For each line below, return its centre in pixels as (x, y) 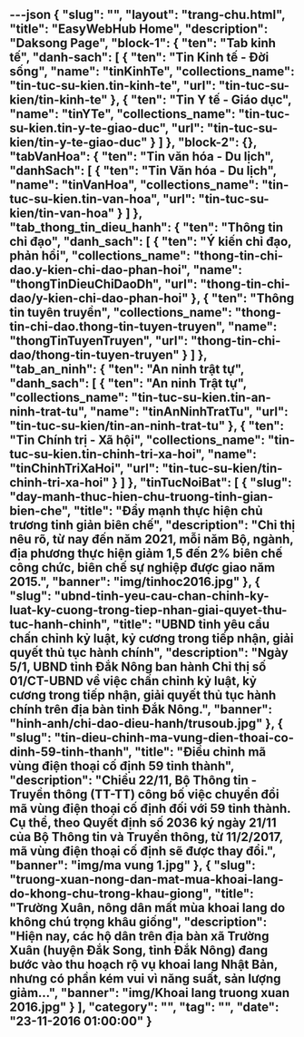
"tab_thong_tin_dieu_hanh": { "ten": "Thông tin (147, 227)
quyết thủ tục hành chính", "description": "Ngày (149, 653)
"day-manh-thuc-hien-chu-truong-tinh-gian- (142, 497)
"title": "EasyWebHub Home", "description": (139, 29)
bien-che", (40, 511)
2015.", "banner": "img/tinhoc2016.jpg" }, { (135, 582)
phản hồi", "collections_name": (100, 256)
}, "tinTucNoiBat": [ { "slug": (210, 483)
